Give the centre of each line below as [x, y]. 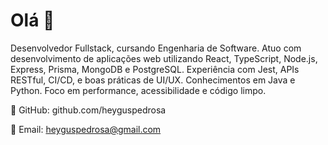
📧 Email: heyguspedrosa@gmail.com [86, 129]
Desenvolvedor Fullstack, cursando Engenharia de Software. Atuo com [156, 48]
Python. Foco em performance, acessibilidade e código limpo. [138, 90]
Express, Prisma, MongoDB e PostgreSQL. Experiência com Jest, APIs [155, 69]
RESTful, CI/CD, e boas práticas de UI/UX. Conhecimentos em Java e [153, 80]
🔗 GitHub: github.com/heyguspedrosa [88, 110]
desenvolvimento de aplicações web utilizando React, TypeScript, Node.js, [164, 58]
